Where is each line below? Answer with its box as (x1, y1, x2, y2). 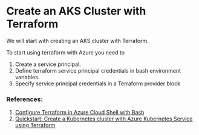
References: (6, 95, 44, 104)
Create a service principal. (15, 61, 81, 68)
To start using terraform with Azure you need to (6, 48, 125, 56)
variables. (15, 73, 40, 81)
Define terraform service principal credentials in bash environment (15, 67, 181, 74)
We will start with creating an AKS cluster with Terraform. (6, 37, 149, 44)
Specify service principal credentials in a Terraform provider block (15, 80, 180, 87)
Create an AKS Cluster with (6, 4, 146, 18)
